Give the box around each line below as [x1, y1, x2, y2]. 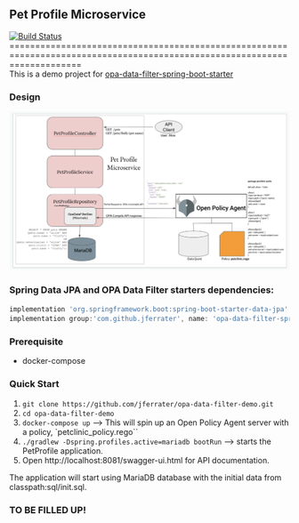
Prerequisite [9, 335, 64, 348]
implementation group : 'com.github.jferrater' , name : [9, 315, 209, 324]
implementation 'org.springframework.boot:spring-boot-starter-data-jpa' [9, 305, 289, 314]
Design [9, 91, 41, 103]
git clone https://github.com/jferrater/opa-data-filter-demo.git [21, 399, 274, 408]
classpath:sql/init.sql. [9, 481, 87, 492]
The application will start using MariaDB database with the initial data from [9, 471, 282, 483]
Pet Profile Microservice [9, 7, 147, 22]
